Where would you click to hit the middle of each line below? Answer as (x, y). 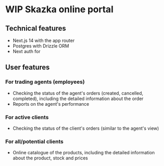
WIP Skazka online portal (59, 9)
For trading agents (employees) (45, 82)
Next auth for (26, 51)
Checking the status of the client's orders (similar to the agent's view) (86, 128)
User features (28, 67)
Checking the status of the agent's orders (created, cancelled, (78, 93)
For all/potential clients (34, 141)
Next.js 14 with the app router (44, 40)
